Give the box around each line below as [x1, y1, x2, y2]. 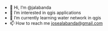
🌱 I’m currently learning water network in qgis [9, 15, 101, 20]
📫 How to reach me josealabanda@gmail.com [9, 20, 103, 26]
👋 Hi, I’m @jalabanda [9, 5, 52, 10]
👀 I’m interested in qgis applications [9, 10, 81, 15]
